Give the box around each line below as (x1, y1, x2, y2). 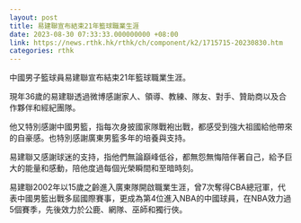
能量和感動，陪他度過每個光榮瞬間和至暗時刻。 (24, 163, 199, 174)
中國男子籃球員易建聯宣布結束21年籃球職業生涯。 (9, 73, 191, 83)
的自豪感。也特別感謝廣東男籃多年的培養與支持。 (9, 133, 190, 143)
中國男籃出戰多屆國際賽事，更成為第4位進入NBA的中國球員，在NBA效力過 (16, 193, 292, 204)
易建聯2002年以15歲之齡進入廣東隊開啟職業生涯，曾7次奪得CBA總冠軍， (9, 182, 279, 193)
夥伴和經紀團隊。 (16, 102, 81, 113)
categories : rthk (9, 47, 75, 56)
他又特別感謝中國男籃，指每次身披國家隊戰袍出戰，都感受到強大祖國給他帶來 (9, 122, 293, 133)
